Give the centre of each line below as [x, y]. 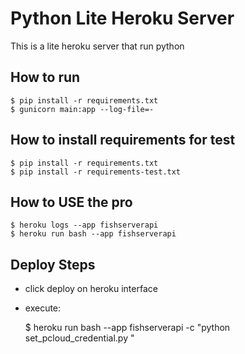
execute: [43, 308]
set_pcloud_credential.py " [79, 338]
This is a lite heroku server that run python [97, 46]
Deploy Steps [53, 264]
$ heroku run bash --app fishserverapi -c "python [127, 328]
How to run [45, 77]
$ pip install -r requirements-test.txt [96, 172]
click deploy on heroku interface [91, 289]
